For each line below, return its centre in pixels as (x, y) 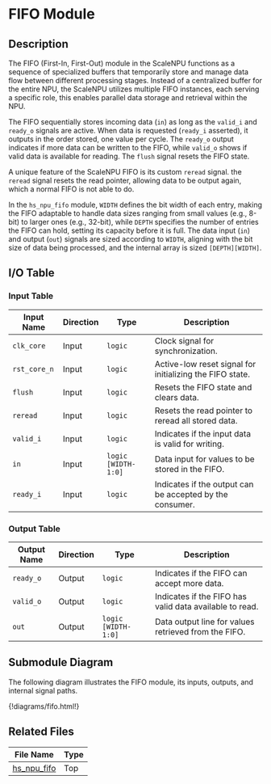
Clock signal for (184, 340)
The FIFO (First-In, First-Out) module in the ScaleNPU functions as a (122, 63)
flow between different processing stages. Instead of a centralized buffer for (135, 80)
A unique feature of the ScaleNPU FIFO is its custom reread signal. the (125, 172)
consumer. (175, 504)
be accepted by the (191, 494)
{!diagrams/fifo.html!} (44, 706)
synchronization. (186, 351)
